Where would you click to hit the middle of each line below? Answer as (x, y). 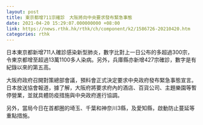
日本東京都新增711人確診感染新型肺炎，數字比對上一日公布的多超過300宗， (100, 53)
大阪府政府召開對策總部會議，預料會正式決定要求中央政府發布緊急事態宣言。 (101, 80)
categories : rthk (28, 34)
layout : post (23, 12)
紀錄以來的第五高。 (30, 68)
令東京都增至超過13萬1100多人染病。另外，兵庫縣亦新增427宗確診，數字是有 (101, 60)
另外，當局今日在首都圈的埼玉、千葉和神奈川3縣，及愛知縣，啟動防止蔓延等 (101, 108)
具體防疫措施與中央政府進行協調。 (80, 95)
